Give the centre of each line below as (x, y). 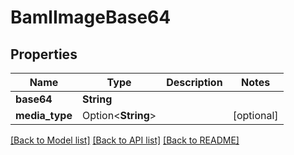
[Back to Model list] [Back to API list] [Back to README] (125, 140)
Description (194, 82)
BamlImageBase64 (91, 17)
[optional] (255, 115)
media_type (44, 115)
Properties (44, 54)
